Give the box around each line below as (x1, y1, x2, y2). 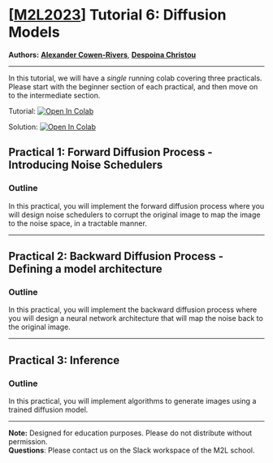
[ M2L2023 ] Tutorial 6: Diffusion (8, 6, 227, 24)
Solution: (8, 122, 38, 132)
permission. (8, 437, 48, 446)
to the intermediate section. (8, 90, 101, 100)
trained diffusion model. (8, 405, 89, 414)
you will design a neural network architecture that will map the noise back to (8, 314, 264, 323)
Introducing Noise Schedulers (8, 158, 163, 172)
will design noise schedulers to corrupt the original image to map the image (8, 210, 261, 219)
